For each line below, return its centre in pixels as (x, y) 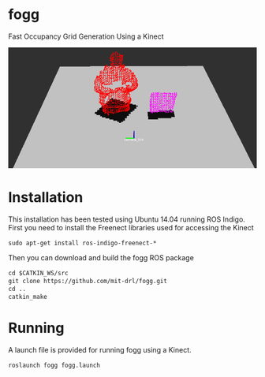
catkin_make (28, 297)
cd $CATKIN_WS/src (38, 273)
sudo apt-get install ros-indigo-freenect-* (82, 243)
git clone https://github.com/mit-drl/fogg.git (88, 281)
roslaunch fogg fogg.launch (54, 365)
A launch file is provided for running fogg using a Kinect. (100, 349)
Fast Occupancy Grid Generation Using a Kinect (86, 36)
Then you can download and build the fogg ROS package (101, 257)
